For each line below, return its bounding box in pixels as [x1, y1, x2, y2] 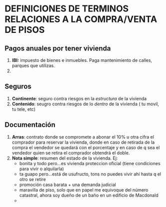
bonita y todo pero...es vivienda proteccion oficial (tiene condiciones [19, 160, 161, 166]
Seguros [4, 82, 32, 91]
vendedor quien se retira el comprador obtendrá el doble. [11, 150, 130, 156]
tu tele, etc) [11, 106, 36, 112]
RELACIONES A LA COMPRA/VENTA [4, 13, 158, 25]
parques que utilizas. [11, 63, 55, 68]
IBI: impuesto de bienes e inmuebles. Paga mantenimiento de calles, [11, 57, 153, 63]
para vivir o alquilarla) [19, 166, 64, 172]
